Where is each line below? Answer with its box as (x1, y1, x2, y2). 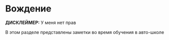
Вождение (5, 3, 52, 14)
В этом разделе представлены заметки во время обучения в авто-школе (5, 29, 164, 35)
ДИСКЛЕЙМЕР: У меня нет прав (5, 19, 76, 25)
